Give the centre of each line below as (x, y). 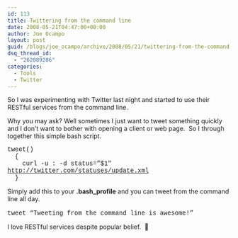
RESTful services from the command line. (68, 108)
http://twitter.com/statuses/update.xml (78, 171)
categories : (25, 67)
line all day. (24, 199)
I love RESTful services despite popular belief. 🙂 (78, 227)
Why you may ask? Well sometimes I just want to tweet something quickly (115, 121)
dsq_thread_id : (30, 54)
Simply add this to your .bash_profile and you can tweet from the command (118, 191)
